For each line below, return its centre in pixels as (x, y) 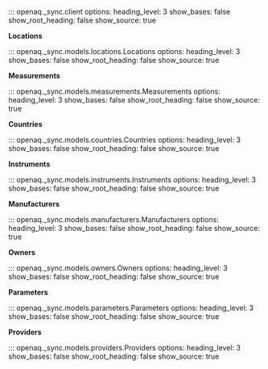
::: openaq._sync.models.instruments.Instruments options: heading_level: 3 (132, 180)
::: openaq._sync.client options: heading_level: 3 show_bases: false (120, 12)
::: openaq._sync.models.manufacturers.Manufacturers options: (113, 220)
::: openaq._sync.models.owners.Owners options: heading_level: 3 (118, 268)
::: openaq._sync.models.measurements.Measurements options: (115, 91)
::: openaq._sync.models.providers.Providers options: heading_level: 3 (125, 348)
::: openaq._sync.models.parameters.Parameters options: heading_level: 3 (131, 308)
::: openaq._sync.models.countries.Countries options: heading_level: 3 (125, 140)
